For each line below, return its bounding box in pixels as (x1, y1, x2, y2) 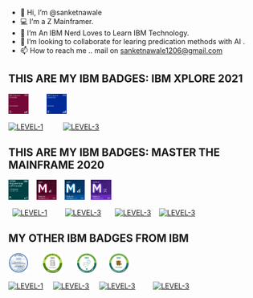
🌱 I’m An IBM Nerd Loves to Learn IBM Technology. (19, 28, 190, 38)
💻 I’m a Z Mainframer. (19, 17, 94, 26)
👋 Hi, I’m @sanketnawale (19, 8, 103, 17)
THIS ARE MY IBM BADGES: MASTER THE (8, 145, 221, 159)
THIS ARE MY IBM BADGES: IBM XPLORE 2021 (8, 72, 243, 86)
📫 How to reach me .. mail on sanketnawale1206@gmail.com (19, 46, 223, 55)
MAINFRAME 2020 (8, 157, 105, 172)
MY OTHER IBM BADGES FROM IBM (8, 231, 190, 245)
